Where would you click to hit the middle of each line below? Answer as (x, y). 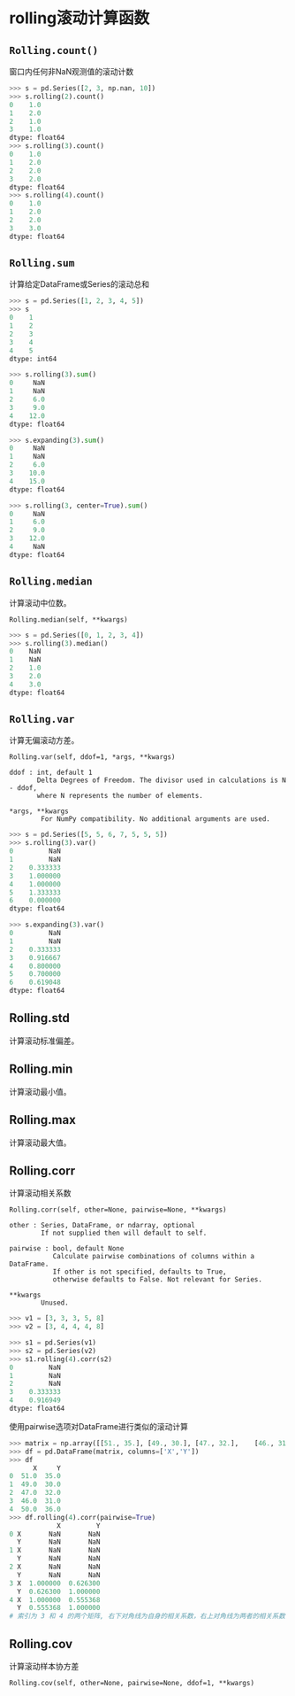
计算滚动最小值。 (40, 1091)
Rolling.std (40, 1018)
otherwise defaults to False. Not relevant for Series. (158, 1280)
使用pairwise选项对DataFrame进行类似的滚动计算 (98, 1426)
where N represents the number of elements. (120, 796)
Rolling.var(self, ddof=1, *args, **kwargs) (92, 757)
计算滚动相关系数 (40, 1193)
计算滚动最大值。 (40, 1142)
